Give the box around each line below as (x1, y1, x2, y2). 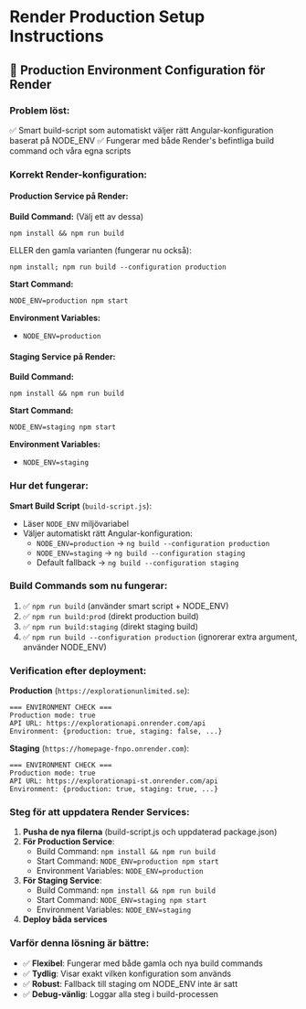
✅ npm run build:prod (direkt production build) (22, 610, 199, 621)
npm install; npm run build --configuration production (9, 263, 227, 272)
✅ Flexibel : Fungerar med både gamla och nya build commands (22, 958, 263, 969)
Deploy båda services (22, 914, 108, 925)
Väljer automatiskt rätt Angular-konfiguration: (22, 528, 194, 539)
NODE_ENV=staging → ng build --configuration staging (36, 547, 246, 558)
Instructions (9, 26, 104, 47)
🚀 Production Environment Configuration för (9, 62, 266, 78)
